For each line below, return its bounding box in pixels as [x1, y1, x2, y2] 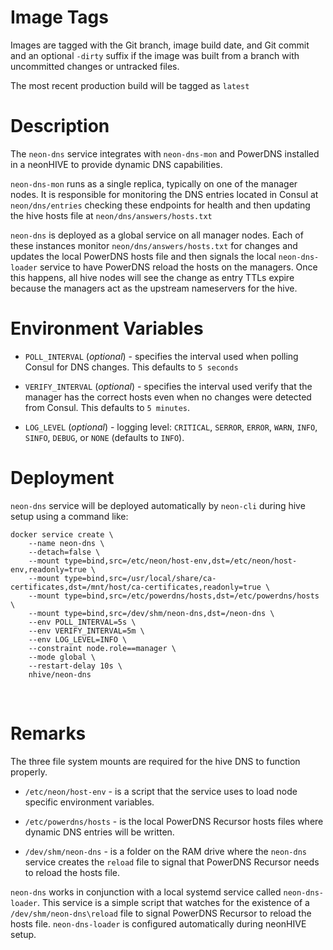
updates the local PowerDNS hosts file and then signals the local [10, 250, 277, 262]
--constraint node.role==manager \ [28, 643, 177, 653]
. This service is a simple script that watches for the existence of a [36, 896, 310, 908]
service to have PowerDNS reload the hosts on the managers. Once [39, 261, 318, 273]
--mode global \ [28, 652, 97, 662]
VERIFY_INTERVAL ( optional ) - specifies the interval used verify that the [24, 380, 313, 392]
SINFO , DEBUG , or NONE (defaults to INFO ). [24, 431, 185, 443]
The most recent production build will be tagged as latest [10, 79, 250, 91]
